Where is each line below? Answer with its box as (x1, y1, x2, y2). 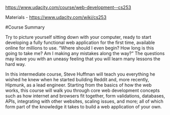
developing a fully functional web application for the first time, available (5, 39, 155, 45)
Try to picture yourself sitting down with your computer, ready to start (5, 34, 152, 40)
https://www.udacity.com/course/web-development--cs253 (5, 5, 131, 10)
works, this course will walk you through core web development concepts (5, 87, 160, 94)
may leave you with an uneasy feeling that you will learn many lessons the (5, 56, 160, 62)
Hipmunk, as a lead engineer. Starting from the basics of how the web (5, 82, 152, 88)
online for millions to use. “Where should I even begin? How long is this (5, 45, 154, 51)
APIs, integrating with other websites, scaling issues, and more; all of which (5, 98, 164, 104)
